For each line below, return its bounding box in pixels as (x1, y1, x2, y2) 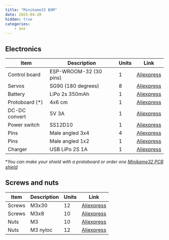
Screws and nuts (5, 179, 59, 187)
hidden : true (5, 17, 33, 22)
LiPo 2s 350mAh (49, 90, 90, 97)
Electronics (5, 45, 42, 53)
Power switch (8, 121, 40, 128)
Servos (8, 82, 25, 89)
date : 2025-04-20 (5, 12, 42, 17)
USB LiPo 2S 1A (49, 146, 88, 153)
